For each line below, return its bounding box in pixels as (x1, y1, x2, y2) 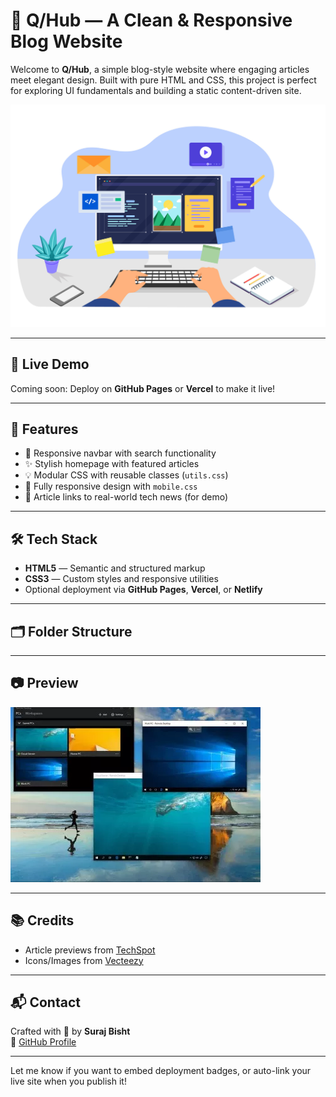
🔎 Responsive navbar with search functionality (24, 447, 217, 459)
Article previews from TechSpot (24, 944, 156, 956)
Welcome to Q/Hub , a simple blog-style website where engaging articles (10, 63, 310, 75)
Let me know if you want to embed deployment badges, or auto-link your (10, 1065, 312, 1077)
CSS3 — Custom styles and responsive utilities (24, 573, 219, 585)
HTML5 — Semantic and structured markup (24, 562, 206, 574)
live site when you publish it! (10, 1075, 127, 1088)
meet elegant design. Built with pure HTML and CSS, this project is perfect (10, 74, 317, 86)
